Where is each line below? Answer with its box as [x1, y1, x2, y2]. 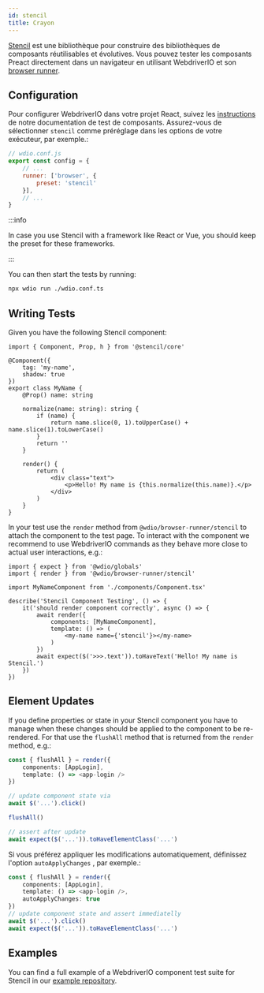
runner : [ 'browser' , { [22, 171, 97, 180]
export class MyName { [8, 384, 83, 392]
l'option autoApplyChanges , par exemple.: [8, 857, 141, 868]
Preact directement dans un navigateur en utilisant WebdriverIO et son [8, 57, 236, 67]
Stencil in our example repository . [8, 976, 117, 985]
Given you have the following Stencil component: [8, 328, 167, 337]
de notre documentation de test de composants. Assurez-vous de [8, 118, 222, 127]
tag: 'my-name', [22, 364, 76, 371]
